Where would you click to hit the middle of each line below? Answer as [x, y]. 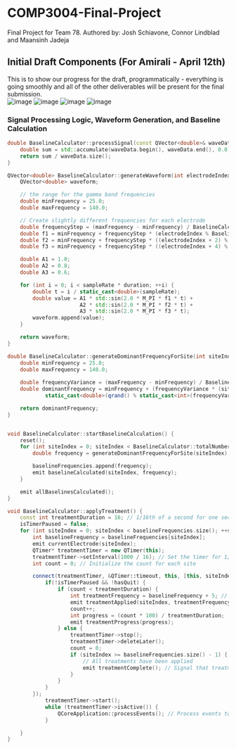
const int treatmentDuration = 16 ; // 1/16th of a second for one [119, 518]
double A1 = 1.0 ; [45, 259]
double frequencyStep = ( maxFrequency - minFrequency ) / [105, 227]
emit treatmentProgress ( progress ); [122, 622]
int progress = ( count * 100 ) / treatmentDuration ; [147, 615]
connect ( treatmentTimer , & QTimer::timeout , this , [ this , [118, 576]
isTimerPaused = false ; [55, 524]
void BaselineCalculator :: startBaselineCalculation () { [91, 434]
